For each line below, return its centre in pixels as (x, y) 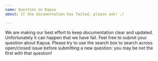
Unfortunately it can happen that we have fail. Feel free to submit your (76, 38)
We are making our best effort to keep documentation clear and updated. (79, 32)
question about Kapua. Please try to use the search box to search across (79, 42)
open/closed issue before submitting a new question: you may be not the (79, 48)
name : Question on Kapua (31, 10)
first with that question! (29, 53)
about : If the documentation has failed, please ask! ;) (65, 14)
